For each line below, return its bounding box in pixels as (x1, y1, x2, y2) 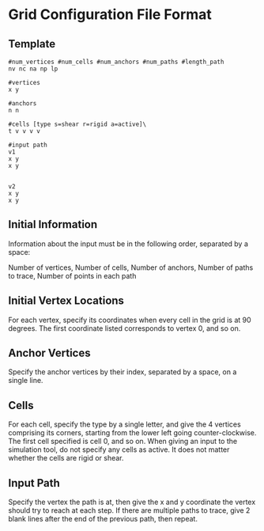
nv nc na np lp (8, 65, 58, 73)
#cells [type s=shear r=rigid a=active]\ (8, 120, 147, 128)
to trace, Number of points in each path (8, 271, 137, 280)
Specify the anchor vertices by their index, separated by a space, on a (8, 367, 237, 377)
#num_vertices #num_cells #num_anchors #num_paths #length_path (8, 58, 224, 66)
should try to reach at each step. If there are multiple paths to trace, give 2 (8, 506, 251, 515)
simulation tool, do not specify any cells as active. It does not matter (8, 445, 230, 454)
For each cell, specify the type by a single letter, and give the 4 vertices (8, 419, 241, 429)
